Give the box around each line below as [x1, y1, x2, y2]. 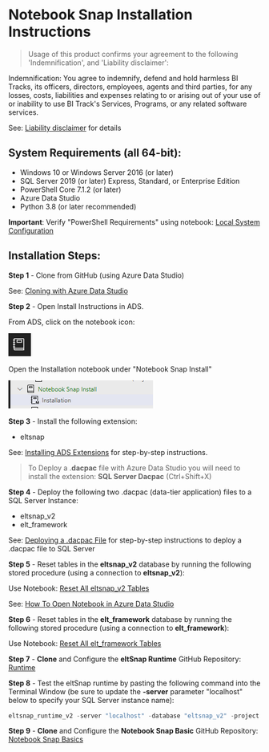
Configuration [8, 226, 54, 235]
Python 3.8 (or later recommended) [19, 201, 137, 211]
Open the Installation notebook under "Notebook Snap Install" [8, 364, 212, 374]
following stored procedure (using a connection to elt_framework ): [8, 623, 230, 632]
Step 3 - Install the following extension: [8, 416, 138, 426]
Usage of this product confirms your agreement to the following [27, 49, 239, 59]
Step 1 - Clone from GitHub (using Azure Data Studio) [8, 270, 185, 280]
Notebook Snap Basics [8, 734, 84, 744]
